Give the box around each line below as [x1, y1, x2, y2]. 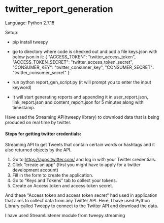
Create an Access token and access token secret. [12, 183, 113, 189]
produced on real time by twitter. [5, 119, 71, 125]
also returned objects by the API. [5, 147, 72, 153]
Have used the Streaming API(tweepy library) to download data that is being [5, 114, 160, 120]
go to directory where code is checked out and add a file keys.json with [12, 48, 158, 54]
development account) [12, 167, 59, 173]
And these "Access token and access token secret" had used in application [5, 192, 158, 198]
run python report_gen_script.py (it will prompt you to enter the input [12, 79, 152, 85]
